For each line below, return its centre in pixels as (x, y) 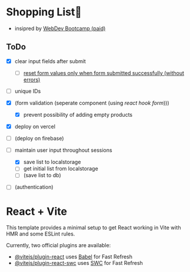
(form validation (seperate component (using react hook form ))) (92, 103)
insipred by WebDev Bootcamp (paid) (60, 28)
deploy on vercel (35, 127)
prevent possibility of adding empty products (78, 115)
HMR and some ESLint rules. (41, 234)
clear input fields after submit (50, 61)
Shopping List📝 (44, 12)
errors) (32, 80)
